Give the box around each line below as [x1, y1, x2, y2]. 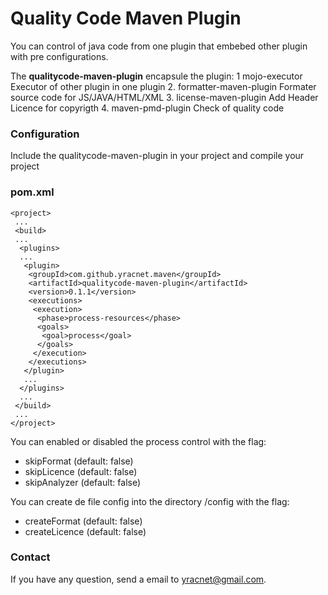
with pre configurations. [10, 50, 109, 62]
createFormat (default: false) [24, 515, 143, 527]
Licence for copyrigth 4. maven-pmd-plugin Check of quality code [10, 102, 285, 114]
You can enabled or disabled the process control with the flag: [10, 435, 267, 447]
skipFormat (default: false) [24, 455, 134, 467]
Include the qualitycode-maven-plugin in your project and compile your [10, 150, 305, 162]
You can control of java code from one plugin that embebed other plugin [10, 40, 308, 52]
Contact [10, 550, 51, 564]
